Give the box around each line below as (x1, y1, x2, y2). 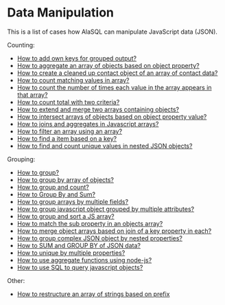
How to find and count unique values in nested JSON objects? (16, 142, 193, 150)
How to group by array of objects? (16, 175, 115, 183)
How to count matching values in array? (16, 76, 130, 84)
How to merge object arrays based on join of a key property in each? (16, 227, 212, 235)
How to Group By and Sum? (16, 190, 96, 199)
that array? (16, 91, 48, 99)
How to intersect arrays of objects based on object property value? (16, 112, 207, 121)
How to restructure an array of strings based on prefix (16, 290, 170, 298)
